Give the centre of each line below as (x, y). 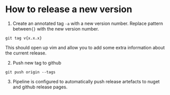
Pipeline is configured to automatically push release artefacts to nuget (86, 81)
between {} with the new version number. (56, 28)
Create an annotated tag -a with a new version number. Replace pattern (88, 23)
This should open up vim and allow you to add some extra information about (85, 47)
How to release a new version (69, 9)
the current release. (26, 53)
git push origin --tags (31, 72)
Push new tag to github (37, 62)
